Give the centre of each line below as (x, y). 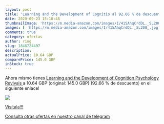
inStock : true (20, 64)
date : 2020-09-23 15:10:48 (32, 19)
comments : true (20, 32)
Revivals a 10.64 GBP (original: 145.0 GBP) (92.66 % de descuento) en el (78, 83)
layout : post (18, 10)
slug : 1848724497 (23, 46)
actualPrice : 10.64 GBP (29, 55)
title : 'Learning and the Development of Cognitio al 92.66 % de (73, 14)
